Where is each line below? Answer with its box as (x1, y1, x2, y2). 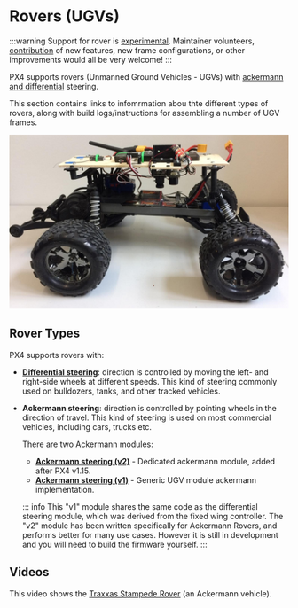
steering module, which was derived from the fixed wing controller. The (21, 511, 284, 521)
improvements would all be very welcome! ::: (9, 54, 173, 65)
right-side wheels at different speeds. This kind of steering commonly (21, 376, 278, 386)
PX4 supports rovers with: (9, 349, 105, 360)
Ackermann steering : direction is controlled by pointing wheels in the (21, 402, 277, 413)
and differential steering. (9, 81, 99, 91)
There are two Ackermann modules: (21, 439, 153, 449)
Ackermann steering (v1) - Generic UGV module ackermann (35, 474, 257, 485)
